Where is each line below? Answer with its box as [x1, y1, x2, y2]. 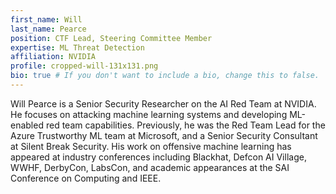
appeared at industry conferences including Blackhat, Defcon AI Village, [10, 151, 307, 163]
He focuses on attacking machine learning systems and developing [10, 108, 288, 120]
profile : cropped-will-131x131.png [10, 61, 159, 71]
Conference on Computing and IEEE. [10, 172, 162, 184]
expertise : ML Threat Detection [10, 42, 145, 53]
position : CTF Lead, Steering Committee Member [10, 33, 213, 43]
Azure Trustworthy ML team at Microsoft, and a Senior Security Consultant [10, 129, 318, 141]
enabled [10, 119, 44, 131]
